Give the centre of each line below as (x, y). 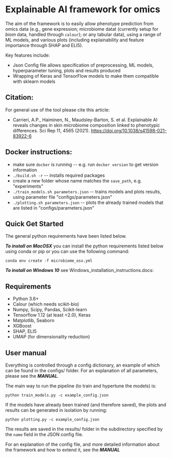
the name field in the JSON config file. (44, 434)
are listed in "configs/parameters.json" (53, 208)
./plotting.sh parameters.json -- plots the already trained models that (88, 202)
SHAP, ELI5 (25, 331)
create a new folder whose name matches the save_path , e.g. (77, 180)
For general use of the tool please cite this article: (58, 110)
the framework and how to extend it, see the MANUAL (63, 450)
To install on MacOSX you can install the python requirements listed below (84, 246)
